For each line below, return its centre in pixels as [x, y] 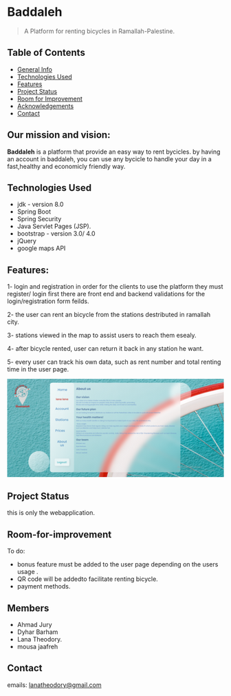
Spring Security [39, 219]
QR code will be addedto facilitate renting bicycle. [87, 579]
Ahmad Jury [34, 625]
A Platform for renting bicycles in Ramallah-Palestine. [99, 31]
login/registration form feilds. [48, 301]
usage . [28, 572]
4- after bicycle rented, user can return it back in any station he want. [106, 349]
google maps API [41, 248]
